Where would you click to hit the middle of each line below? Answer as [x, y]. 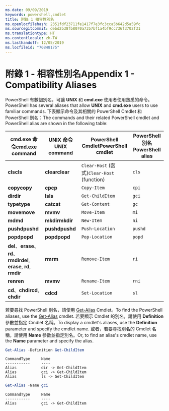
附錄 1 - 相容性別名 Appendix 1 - [70, 74]
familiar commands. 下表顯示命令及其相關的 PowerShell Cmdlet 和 [74, 111]
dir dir [14, 196]
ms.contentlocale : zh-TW [31, 38]
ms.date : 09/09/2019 [27, 10]
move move [21, 212]
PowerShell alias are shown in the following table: [57, 123]
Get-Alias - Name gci [27, 386]
